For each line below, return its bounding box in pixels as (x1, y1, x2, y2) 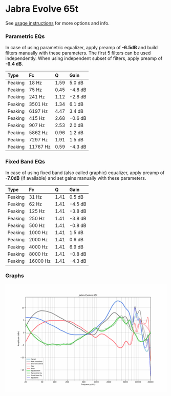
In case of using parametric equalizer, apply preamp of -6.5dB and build (5, 45, 158, 51)
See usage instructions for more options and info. (5, 20, 110, 26)
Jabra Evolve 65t (5, 3, 78, 15)
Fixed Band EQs (5, 158, 45, 165)
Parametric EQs (5, 33, 45, 40)
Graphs (5, 272, 24, 279)
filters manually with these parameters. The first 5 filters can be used (5, 50, 151, 56)
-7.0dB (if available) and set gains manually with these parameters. (5, 175, 146, 181)
